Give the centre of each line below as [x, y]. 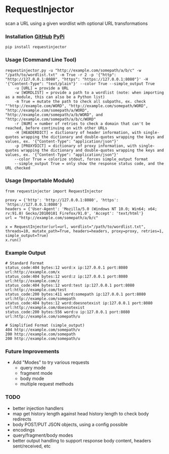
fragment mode [36, 373]
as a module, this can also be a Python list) [55, 97]
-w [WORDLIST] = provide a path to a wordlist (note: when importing [89, 92]
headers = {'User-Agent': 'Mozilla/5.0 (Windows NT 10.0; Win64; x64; [81, 209]
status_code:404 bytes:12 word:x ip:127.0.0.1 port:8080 [67, 268]
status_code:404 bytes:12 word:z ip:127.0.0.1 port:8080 [67, 277]
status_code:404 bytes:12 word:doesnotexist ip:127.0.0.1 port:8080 [79, 303]
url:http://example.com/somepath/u [43, 317]
